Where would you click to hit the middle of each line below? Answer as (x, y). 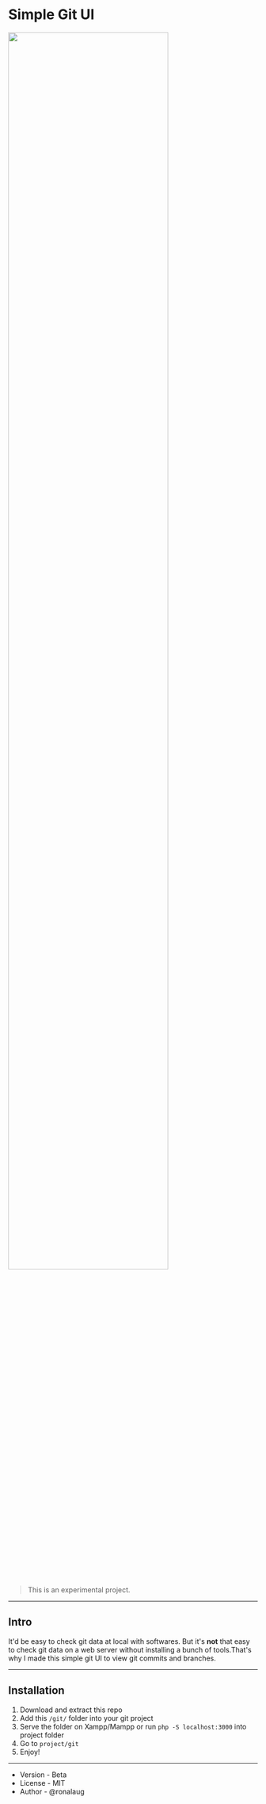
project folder (42, 1735)
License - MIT (42, 1783)
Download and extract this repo (71, 1710)
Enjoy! (30, 1752)
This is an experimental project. (79, 1590)
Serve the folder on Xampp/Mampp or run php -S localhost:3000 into (133, 1726)
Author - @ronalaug (52, 1791)
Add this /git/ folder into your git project (86, 1718)
